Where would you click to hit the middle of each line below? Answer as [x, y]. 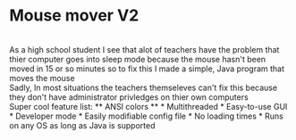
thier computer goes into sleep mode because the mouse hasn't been [138, 59]
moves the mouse [42, 78]
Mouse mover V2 [74, 16]
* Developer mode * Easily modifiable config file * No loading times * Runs [146, 116]
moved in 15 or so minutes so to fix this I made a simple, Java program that [147, 69]
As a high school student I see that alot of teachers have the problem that [144, 49]
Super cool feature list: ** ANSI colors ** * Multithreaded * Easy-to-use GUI [148, 106]
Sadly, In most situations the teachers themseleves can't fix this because [144, 87]
